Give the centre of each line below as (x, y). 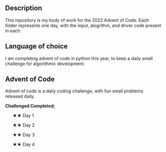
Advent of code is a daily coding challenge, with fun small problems (74, 91)
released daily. (20, 96)
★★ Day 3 (24, 135)
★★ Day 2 (23, 125)
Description (24, 8)
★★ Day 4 (24, 145)
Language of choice (36, 46)
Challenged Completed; (30, 106)
